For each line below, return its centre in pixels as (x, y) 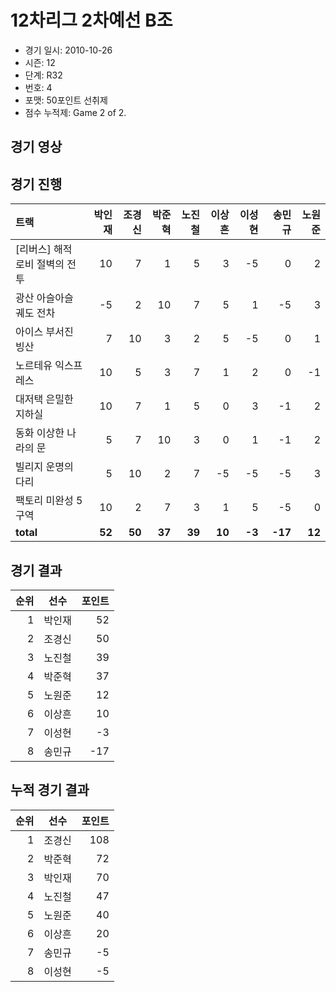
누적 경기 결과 (50, 790)
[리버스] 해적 (44, 249)
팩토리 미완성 (44, 501)
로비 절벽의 (40, 264)
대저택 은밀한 (44, 399)
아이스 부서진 (44, 332)
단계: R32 (43, 75)
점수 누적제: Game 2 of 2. (75, 112)
